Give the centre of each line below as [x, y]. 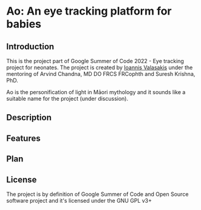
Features [23, 138]
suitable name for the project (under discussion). [67, 99]
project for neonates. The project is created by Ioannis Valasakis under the [100, 67]
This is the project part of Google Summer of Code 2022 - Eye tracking [95, 61]
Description [29, 117]
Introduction [30, 46]
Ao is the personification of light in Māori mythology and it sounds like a [96, 92]
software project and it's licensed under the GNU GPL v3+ [79, 200]
